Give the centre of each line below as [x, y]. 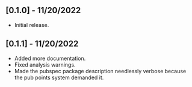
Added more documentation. [50, 58]
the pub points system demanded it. [59, 77]
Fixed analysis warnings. [45, 64]
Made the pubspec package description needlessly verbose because [100, 71]
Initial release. [32, 25]
